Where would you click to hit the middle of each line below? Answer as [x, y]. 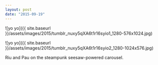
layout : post [18, 10]
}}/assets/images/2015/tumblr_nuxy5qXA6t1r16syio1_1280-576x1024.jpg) [79, 33]
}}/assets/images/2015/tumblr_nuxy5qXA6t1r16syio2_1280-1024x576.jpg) [79, 48]
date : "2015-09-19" [25, 14]
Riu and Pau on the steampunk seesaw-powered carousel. [64, 57]
